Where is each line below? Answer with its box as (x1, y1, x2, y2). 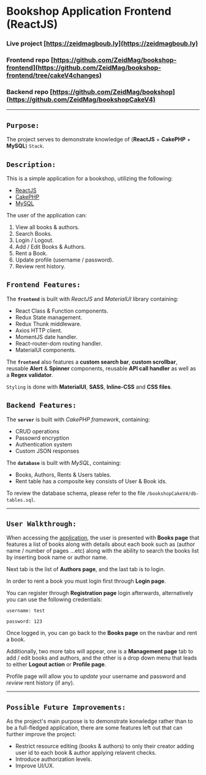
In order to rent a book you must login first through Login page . (6, 577, 167, 585)
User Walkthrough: (6, 519, 77, 528)
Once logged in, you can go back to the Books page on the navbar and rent (6, 629, 197, 637)
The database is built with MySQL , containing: (6, 459, 121, 466)
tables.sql (6, 497, 34, 503)
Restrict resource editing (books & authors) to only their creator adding (15, 742, 194, 750)
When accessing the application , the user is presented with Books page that (6, 534, 200, 542)
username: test (6, 608, 45, 614)
